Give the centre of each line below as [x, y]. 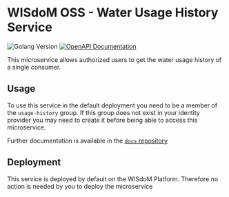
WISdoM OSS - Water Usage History [113, 13]
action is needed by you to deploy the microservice [80, 186]
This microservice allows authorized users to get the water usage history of [114, 59]
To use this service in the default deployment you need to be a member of [112, 105]
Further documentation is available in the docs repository [87, 141]
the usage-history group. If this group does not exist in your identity [103, 112]
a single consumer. [34, 67]
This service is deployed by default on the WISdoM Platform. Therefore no [113, 179]
